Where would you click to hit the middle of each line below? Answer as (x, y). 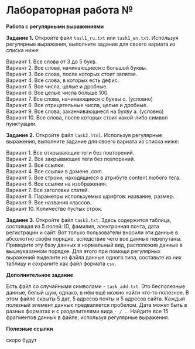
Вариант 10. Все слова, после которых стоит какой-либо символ (87, 117)
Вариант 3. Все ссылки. (36, 165)
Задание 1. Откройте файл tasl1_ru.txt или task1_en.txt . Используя (92, 37)
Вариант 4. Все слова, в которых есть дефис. (63, 80)
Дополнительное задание (40, 275)
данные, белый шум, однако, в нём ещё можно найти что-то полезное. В (97, 292)
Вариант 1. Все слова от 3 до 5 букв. (52, 61)
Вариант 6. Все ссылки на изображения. (57, 184)
